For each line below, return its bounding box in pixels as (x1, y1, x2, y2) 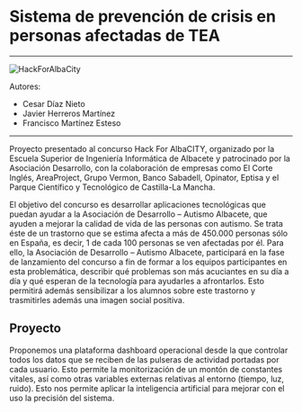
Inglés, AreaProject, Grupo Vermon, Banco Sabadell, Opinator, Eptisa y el (9, 172, 280, 183)
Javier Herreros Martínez (22, 108, 116, 119)
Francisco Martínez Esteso (22, 117, 121, 128)
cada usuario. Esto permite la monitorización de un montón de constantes (9, 363, 283, 374)
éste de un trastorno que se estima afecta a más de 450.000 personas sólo (9, 228, 289, 238)
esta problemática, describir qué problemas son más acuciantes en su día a (9, 265, 289, 276)
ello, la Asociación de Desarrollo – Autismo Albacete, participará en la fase (9, 246, 285, 257)
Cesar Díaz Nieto (22, 98, 85, 109)
